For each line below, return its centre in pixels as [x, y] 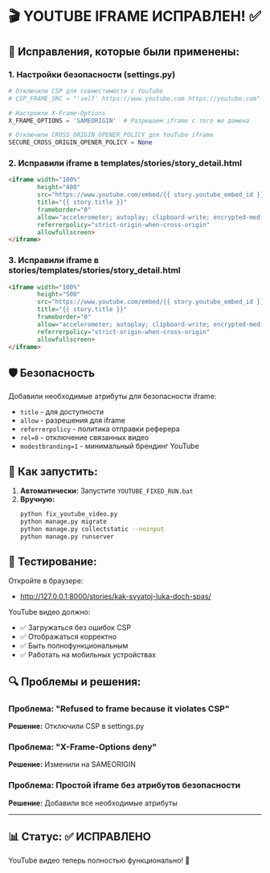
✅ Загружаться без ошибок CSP [75, 628]
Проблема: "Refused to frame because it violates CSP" [119, 708]
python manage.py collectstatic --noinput [92, 529]
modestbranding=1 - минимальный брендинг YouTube [109, 446]
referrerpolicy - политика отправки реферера [100, 429]
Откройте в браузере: [46, 581]
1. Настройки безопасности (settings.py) [92, 74]
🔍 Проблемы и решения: [75, 682]
